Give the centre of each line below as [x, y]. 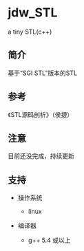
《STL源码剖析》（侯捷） [41, 114]
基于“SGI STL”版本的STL [43, 73]
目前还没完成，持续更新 [41, 156]
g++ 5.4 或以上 [49, 240]
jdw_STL [33, 13]
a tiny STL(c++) [30, 32]
